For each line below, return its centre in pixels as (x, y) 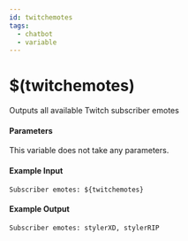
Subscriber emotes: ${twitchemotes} (76, 190)
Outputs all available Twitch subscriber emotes (94, 111)
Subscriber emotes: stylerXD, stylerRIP (85, 228)
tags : (19, 26)
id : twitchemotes (41, 17)
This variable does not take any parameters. (89, 151)
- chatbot (35, 34)
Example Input (36, 170)
